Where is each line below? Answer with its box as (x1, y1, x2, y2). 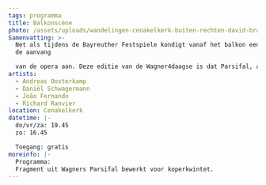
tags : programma (8, 11, 62, 20)
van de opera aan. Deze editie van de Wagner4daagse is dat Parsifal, (15, 62, 253, 71)
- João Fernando (15, 92, 69, 100)
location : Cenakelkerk (8, 107, 83, 115)
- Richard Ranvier (15, 100, 77, 108)
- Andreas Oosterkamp (15, 77, 87, 85)
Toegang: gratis (15, 143, 69, 151)
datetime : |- (8, 114, 51, 123)
